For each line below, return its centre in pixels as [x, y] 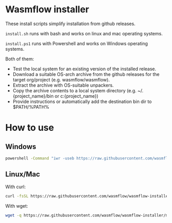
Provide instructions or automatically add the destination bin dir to [82, 102]
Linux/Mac [23, 175]
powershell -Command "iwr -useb [40, 158]
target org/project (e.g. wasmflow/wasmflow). [61, 79]
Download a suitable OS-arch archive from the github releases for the [86, 74]
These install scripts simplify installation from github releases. [70, 24]
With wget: [17, 206]
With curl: [16, 187]
